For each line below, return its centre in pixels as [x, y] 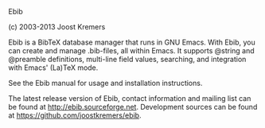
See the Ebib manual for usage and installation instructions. [105, 83]
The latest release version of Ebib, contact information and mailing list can [130, 98]
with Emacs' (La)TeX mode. [53, 68]
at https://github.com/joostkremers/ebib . [75, 115]
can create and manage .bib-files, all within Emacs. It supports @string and [131, 50]
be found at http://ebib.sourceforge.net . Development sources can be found [133, 107]
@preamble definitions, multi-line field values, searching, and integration [127, 59]
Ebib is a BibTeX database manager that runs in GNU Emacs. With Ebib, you [132, 42]
